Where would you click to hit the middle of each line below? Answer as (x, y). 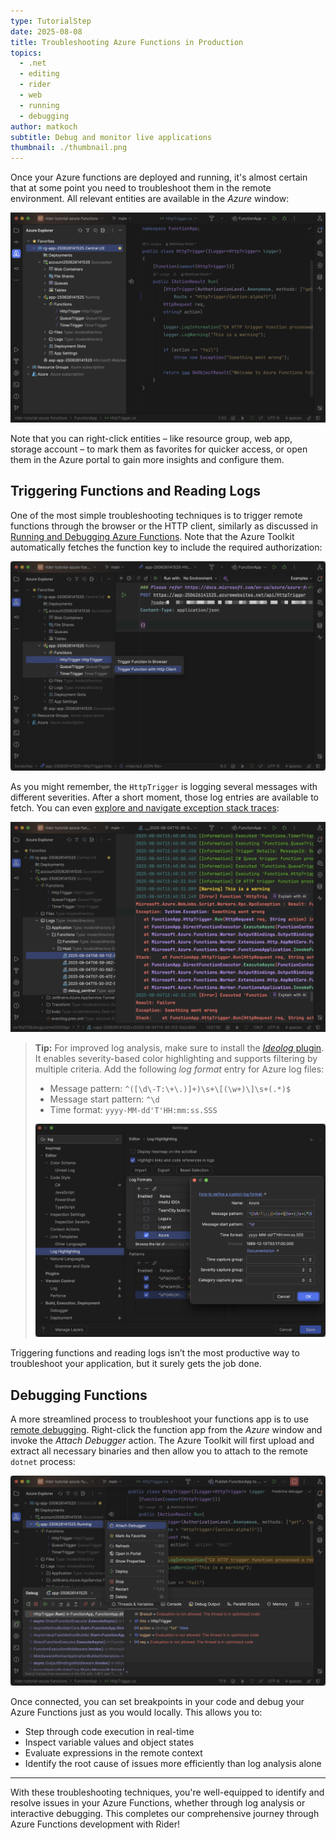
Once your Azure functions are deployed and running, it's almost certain (159, 177)
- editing (39, 74)
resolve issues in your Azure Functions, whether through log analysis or (158, 1802)
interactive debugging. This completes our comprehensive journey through (165, 1813)
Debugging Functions (79, 1395)
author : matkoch (44, 126)
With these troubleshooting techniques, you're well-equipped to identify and (167, 1792)
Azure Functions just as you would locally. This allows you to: (136, 1712)
